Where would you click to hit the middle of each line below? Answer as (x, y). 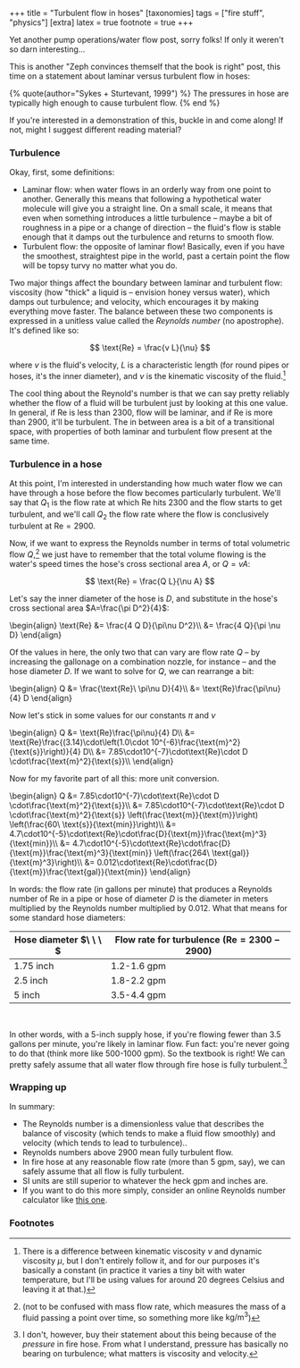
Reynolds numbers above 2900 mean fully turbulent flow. (128, 1153)
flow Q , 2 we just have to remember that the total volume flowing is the (138, 553)
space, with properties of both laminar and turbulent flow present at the (141, 431)
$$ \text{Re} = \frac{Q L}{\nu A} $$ (150, 581)
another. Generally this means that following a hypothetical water (142, 199)
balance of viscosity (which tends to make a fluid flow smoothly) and (149, 1134)
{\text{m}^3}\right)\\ (46, 862)
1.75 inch (34, 966)
